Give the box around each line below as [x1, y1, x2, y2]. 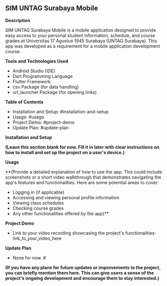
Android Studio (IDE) [12, 68, 55, 74]
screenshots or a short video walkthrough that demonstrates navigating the [5, 174, 161, 180]
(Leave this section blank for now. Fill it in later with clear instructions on [5, 144, 160, 150]
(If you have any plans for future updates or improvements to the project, [5, 264, 161, 270]
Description [5, 17, 31, 23]
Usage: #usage [12, 114, 44, 120]
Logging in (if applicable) [12, 189, 64, 195]
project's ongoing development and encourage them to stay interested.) [5, 275, 159, 281]
